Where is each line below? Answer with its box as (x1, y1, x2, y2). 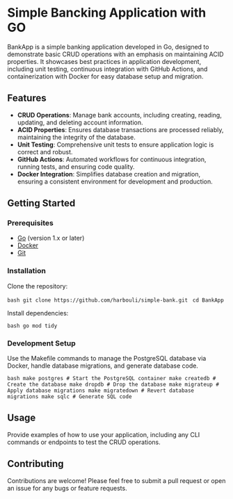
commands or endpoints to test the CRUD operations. (7, 438, 161, 446)
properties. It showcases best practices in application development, (7, 57, 202, 65)
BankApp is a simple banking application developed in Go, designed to (7, 42, 209, 51)
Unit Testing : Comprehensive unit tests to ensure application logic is (17, 140, 214, 149)
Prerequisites (7, 218, 54, 228)
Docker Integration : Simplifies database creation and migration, (17, 170, 201, 178)
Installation (7, 266, 47, 276)
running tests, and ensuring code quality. (17, 162, 135, 171)
